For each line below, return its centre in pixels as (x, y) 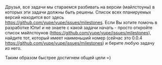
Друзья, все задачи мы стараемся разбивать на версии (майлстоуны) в (80, 7)
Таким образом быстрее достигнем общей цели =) (58, 57)
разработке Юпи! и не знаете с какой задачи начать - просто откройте (79, 28)
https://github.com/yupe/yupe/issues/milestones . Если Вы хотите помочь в (81, 22)
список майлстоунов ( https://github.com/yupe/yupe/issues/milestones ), (78, 33)
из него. (13, 48)
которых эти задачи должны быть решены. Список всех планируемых (78, 12)
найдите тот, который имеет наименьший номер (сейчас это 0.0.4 (74, 38)
